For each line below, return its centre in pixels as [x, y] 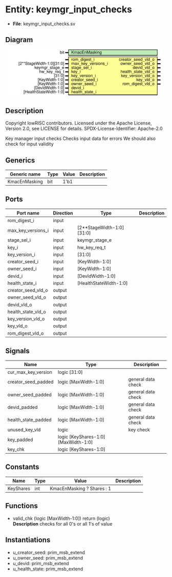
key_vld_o [17, 326]
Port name [28, 213]
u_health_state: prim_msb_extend [48, 569]
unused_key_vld [24, 429]
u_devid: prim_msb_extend [41, 563]
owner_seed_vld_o [27, 297]
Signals [17, 351]
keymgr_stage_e [94, 240]
